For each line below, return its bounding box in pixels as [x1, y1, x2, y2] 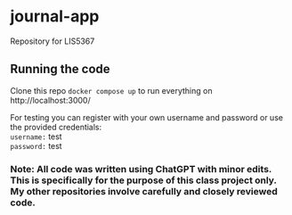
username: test [10, 131, 62, 142]
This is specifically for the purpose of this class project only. [10, 174, 277, 186]
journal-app [10, 6, 100, 27]
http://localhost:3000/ [10, 95, 92, 105]
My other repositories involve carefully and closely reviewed [10, 185, 279, 197]
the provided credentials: [10, 121, 102, 132]
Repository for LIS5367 [10, 36, 95, 46]
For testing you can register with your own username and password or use [10, 112, 284, 122]
